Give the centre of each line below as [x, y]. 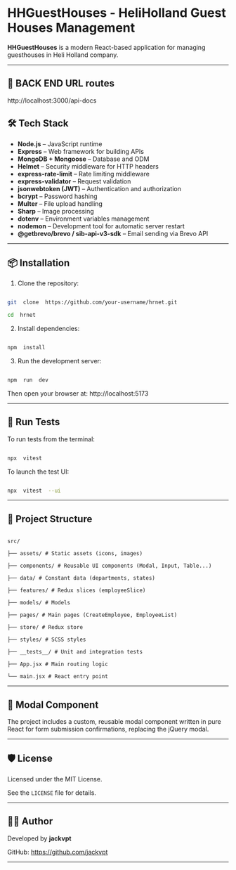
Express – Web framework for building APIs [80, 151]
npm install [26, 348]
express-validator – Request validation [74, 181]
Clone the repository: [48, 283]
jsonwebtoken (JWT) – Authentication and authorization [99, 188]
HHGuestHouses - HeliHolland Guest [117, 13]
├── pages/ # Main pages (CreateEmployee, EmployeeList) [92, 615]
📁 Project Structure [50, 519]
